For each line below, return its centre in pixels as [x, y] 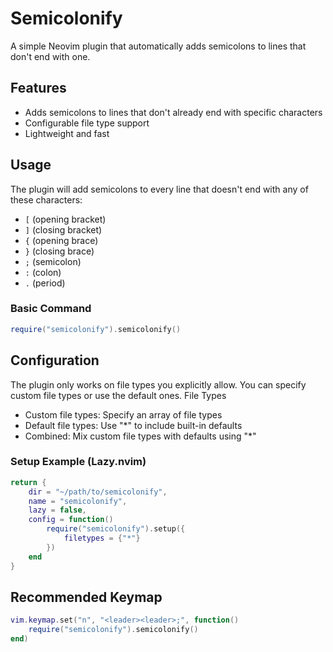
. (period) [45, 283]
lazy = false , [57, 510]
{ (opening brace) [61, 240]
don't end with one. [50, 56]
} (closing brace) [59, 251]
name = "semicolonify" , [78, 501]
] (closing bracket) [63, 229]
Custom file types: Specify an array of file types [123, 414]
